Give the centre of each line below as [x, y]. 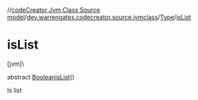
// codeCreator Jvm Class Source [54, 10]
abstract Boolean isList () [41, 77]
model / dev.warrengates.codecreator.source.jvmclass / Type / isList [99, 17]
